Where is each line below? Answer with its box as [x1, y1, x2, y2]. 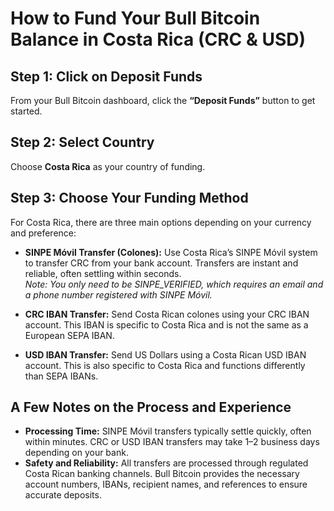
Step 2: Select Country [10, 134, 155, 151]
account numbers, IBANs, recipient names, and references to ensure [24, 478, 308, 491]
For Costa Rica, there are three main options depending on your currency [10, 216, 312, 228]
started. [10, 105, 43, 117]
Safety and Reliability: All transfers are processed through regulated [24, 457, 309, 469]
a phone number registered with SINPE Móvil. [24, 288, 213, 301]
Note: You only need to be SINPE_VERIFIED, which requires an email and [24, 278, 324, 290]
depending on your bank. [24, 447, 129, 459]
